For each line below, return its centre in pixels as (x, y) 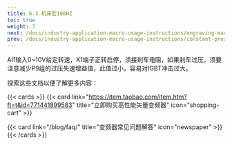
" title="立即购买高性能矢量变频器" (121, 105)
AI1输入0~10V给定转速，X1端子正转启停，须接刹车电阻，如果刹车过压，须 (112, 60)
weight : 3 (21, 26)
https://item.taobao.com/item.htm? (138, 97)
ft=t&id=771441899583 (40, 105)
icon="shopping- (195, 105)
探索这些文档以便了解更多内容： (52, 83)
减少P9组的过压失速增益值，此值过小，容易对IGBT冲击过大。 (105, 68)
